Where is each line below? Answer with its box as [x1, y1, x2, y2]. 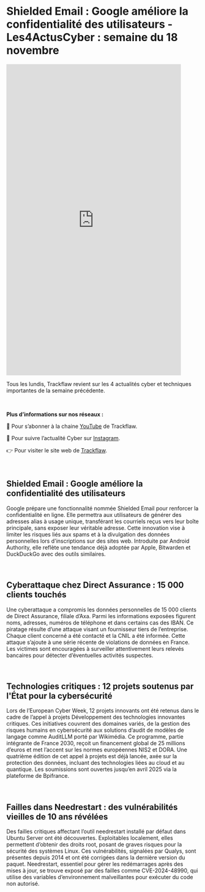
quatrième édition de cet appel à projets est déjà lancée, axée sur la [6, 753, 177, 760]
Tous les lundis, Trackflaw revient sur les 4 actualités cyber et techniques [6, 380, 192, 387]
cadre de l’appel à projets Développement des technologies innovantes [6, 713, 185, 721]
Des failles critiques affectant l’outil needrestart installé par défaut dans [6, 828, 186, 836]
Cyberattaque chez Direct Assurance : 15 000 [6, 580, 184, 591]
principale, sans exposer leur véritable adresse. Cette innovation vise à [6, 524, 185, 532]
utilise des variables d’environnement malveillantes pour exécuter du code [6, 874, 193, 881]
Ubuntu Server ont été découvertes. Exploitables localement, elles [6, 834, 173, 842]
